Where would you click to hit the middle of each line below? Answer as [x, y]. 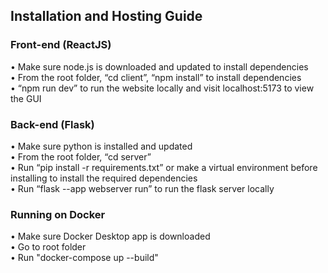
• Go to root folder [48, 247]
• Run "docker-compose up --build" [84, 258]
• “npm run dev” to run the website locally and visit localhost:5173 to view [162, 88]
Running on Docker [58, 214]
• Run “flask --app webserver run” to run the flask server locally [142, 188]
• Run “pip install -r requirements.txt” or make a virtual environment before [164, 167]
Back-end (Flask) [52, 124]
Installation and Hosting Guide [106, 16]
